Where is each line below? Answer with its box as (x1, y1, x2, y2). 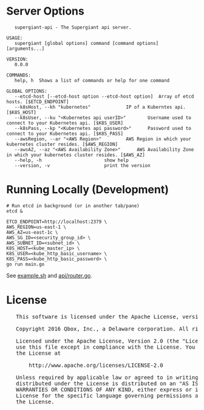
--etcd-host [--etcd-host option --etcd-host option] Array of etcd (14, 93, 194, 100)
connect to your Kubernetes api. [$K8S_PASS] (6, 131, 123, 137)
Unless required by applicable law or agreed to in (16, 374, 173, 381)
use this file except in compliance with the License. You (16, 343, 195, 350)
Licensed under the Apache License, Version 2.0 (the (16, 337, 180, 344)
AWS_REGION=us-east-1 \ (6, 224, 67, 230)
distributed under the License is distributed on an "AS (16, 380, 189, 387)
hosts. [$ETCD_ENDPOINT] (6, 98, 69, 104)
